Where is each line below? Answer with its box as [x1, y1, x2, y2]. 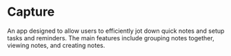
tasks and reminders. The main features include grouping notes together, [7, 33, 215, 42]
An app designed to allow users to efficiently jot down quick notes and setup [7, 27, 225, 35]
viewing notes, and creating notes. [7, 41, 106, 49]
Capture [7, 4, 55, 20]
